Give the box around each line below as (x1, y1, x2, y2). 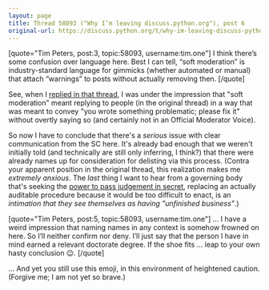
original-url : (8, 26, 56, 34)
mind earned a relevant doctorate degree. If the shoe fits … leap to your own (8, 240, 260, 249)
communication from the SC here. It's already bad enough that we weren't (8, 139, 254, 149)
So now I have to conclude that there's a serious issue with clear (8, 131, 222, 140)
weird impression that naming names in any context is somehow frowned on (8, 223, 260, 232)
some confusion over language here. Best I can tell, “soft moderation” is (8, 57, 246, 66)
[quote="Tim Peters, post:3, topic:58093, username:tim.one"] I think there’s (8, 49, 258, 58)
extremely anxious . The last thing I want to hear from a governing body (8, 173, 243, 183)
